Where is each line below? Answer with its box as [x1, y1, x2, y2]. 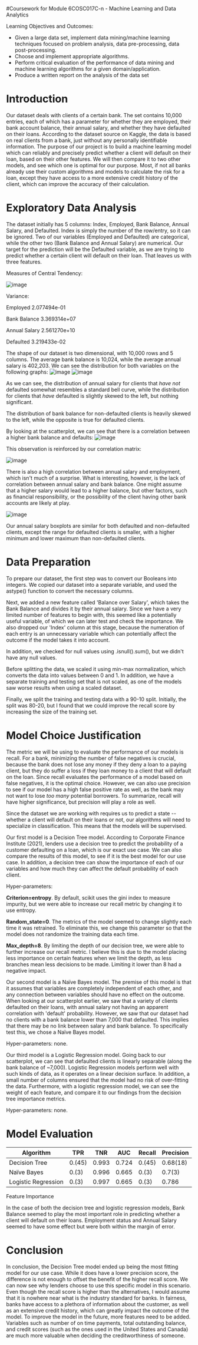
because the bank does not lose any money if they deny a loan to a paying [6, 761, 187, 768]
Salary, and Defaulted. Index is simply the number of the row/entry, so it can [6, 227, 191, 234]
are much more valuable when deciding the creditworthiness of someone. [6, 1331, 186, 1339]
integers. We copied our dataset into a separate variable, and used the [6, 581, 177, 588]
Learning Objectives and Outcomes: [6, 23, 94, 29]
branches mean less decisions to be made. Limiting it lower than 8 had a [6, 960, 181, 968]
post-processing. [14, 47, 57, 54]
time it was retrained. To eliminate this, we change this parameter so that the [6, 924, 192, 931]
